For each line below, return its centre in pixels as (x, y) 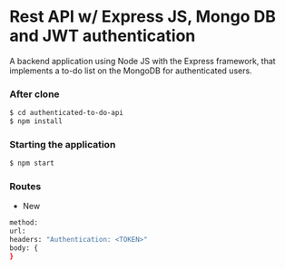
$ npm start (32, 163)
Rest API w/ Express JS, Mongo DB (143, 17)
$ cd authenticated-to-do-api (67, 113)
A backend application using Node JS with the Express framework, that (142, 61)
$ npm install (36, 121)
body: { (24, 248)
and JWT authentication (103, 36)
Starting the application (63, 144)
